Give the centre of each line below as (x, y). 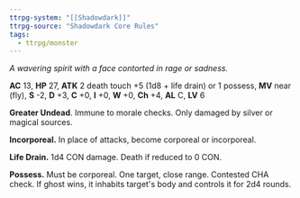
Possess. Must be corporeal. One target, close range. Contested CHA (139, 175)
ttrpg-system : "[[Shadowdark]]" (70, 18)
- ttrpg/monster (48, 43)
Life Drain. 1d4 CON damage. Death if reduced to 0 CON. (116, 157)
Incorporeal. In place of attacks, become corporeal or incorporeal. (133, 139)
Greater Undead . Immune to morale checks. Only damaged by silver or (141, 112)
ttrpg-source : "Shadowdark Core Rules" (84, 26)
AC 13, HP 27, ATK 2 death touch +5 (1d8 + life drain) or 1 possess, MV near (150, 85)
